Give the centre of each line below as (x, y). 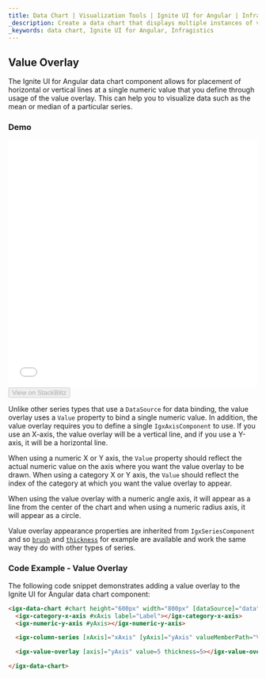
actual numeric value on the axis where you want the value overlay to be (126, 467)
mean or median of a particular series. (70, 107)
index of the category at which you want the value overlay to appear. (120, 483)
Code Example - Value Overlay (68, 569)
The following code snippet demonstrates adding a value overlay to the (124, 585)
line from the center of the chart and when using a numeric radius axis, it (127, 507)
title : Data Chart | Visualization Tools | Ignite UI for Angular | (123, 15)
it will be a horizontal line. (66, 443)
